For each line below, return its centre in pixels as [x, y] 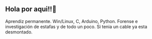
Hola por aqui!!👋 [31, 9]
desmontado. [19, 32]
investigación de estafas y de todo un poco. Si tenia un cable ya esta [76, 26]
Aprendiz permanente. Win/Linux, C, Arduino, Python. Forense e [71, 21]
